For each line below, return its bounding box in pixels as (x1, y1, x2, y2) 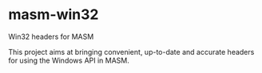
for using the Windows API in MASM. (8, 56, 130, 65)
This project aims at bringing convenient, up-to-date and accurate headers (8, 47, 255, 56)
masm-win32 (8, 6, 99, 24)
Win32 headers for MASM (8, 32, 94, 41)
